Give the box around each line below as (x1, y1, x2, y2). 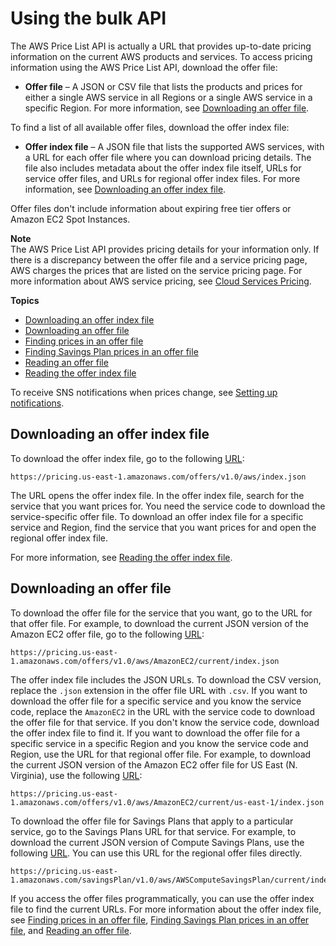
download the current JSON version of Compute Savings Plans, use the (10, 836, 305, 848)
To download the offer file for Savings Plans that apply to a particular (10, 815, 294, 827)
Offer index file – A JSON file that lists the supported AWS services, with (24, 140, 325, 152)
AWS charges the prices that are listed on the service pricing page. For (10, 264, 303, 276)
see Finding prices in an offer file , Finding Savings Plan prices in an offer (10, 913, 310, 926)
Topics (10, 294, 40, 306)
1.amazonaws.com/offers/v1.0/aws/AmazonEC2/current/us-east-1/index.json (10, 797, 325, 807)
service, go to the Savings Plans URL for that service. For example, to (10, 825, 297, 837)
